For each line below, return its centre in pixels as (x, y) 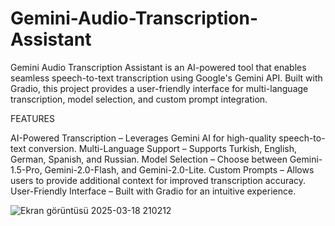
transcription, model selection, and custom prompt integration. (139, 99)
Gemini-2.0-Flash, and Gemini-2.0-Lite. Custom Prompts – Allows (179, 169)
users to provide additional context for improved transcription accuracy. (158, 180)
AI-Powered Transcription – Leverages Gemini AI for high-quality (143, 138)
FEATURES (33, 118)
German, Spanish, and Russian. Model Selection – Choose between (149, 159)
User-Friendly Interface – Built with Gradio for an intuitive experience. (153, 191)
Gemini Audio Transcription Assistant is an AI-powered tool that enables (158, 67)
